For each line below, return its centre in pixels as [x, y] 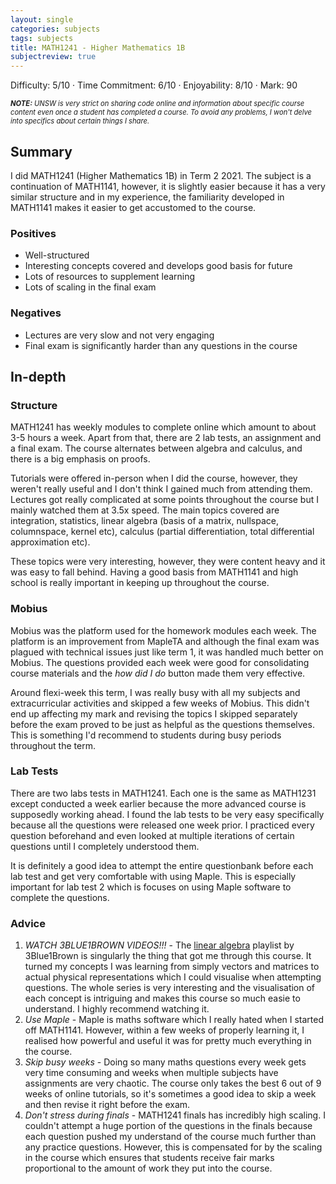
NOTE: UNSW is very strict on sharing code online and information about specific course [157, 104]
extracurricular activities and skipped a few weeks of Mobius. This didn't [160, 703]
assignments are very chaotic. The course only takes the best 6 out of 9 [173, 1083]
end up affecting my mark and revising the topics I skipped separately [154, 713]
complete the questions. [60, 897]
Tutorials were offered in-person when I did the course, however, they [154, 478]
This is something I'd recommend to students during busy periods [146, 735]
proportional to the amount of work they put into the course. [148, 1168]
